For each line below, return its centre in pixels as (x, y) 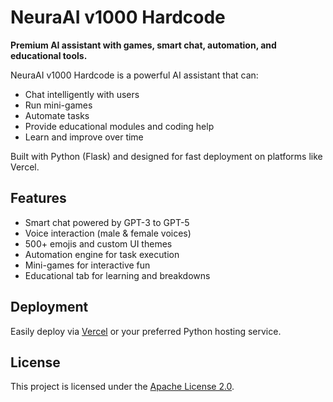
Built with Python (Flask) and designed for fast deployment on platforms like (166, 156)
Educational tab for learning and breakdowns (117, 275)
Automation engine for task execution (102, 254)
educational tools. (49, 55)
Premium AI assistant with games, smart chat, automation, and (143, 45)
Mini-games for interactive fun (87, 265)
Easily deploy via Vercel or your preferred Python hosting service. (146, 331)
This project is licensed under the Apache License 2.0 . (122, 387)
